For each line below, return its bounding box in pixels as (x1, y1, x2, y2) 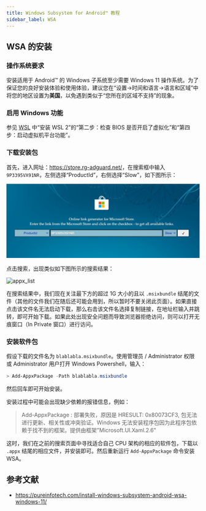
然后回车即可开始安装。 (6, 384, 66, 392)
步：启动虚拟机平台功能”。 (6, 131, 74, 139)
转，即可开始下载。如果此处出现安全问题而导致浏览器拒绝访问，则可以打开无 (6, 313, 200, 320)
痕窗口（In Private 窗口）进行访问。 (6, 320, 96, 328)
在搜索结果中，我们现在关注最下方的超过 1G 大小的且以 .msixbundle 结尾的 (6, 289, 194, 297)
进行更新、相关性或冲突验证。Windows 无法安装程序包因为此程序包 (21, 418, 192, 426)
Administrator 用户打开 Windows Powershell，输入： (13, 360, 146, 368)
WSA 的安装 (6, 41, 52, 52)
